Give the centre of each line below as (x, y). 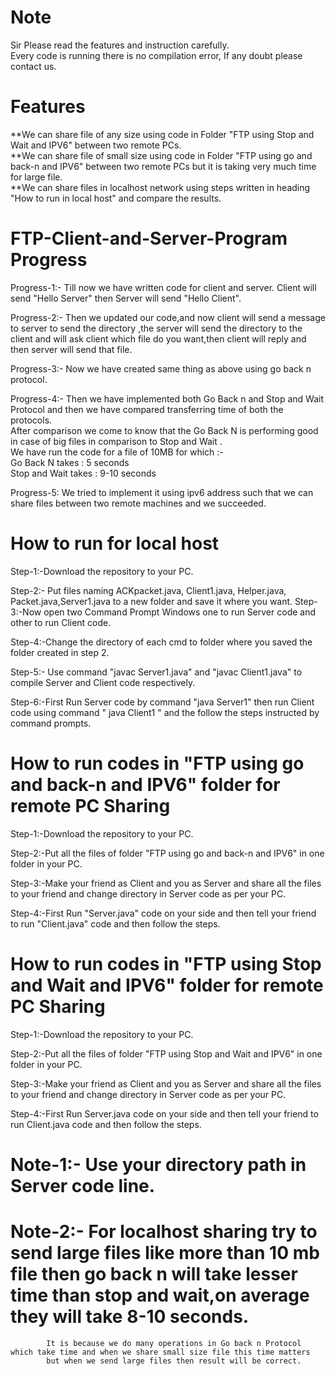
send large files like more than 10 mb (165, 1253)
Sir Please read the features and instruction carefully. (120, 45)
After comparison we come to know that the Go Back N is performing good (164, 430)
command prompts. (51, 723)
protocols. (31, 420)
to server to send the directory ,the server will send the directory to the (156, 328)
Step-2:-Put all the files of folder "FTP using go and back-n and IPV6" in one (167, 853)
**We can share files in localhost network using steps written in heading (160, 187)
